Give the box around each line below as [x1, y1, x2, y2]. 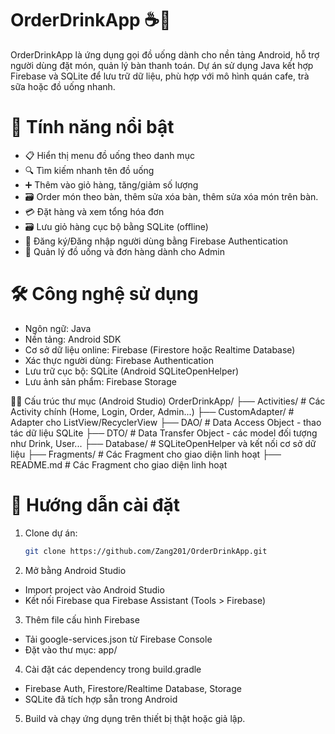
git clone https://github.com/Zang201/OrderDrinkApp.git [24, 546, 268, 556]
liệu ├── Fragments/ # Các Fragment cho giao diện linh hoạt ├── [10, 448, 282, 460]
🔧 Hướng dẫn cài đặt [10, 494, 181, 516]
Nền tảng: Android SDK [24, 333, 122, 345]
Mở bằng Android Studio [24, 564, 127, 576]
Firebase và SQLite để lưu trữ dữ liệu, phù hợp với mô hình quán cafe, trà [10, 70, 310, 82]
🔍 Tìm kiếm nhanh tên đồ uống [24, 164, 155, 176]
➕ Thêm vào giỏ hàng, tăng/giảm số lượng [24, 178, 199, 191]
